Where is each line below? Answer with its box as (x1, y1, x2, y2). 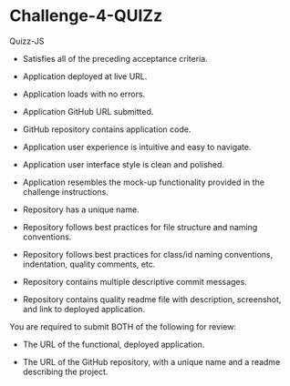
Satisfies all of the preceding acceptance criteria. (22, 53, 208, 64)
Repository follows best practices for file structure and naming (22, 221, 258, 232)
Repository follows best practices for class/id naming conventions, (22, 249, 274, 259)
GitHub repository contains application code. (22, 124, 192, 135)
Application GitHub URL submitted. (22, 106, 154, 117)
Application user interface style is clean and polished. (22, 158, 225, 169)
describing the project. (22, 366, 109, 377)
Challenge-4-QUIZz (9, 5, 162, 26)
